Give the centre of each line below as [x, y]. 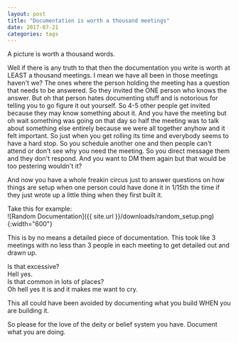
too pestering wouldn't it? [45, 166]
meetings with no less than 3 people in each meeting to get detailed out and [118, 246]
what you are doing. [37, 332]
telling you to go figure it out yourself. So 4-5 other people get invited [109, 106]
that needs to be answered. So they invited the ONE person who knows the [117, 90]
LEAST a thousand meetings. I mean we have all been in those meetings [113, 75]
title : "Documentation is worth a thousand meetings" [89, 21]
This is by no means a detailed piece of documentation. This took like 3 [112, 238]
